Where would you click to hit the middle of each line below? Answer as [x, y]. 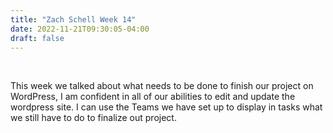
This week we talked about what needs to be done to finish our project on [162, 86]
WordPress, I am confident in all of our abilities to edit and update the [153, 97]
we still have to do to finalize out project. [93, 118]
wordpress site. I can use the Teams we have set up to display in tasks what [166, 107]
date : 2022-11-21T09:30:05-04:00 [80, 29]
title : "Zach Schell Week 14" [73, 19]
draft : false [37, 38]
